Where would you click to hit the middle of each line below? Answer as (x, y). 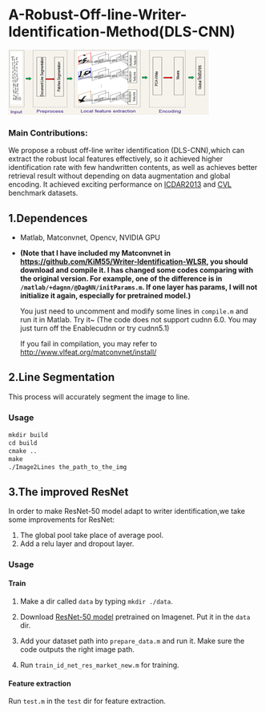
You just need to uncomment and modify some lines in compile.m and (134, 311)
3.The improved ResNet (69, 492)
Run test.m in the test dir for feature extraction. (87, 701)
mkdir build (28, 435)
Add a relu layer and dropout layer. (77, 544)
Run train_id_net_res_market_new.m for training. (99, 665)
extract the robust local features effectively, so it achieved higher (115, 159)
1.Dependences (48, 218)
